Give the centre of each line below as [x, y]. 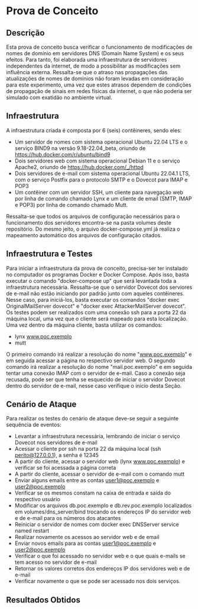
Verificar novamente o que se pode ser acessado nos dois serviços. [98, 581]
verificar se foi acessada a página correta [65, 468]
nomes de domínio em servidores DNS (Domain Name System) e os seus [95, 53]
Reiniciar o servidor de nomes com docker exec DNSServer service [97, 524]
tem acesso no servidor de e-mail [56, 562]
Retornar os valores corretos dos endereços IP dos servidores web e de [102, 569]
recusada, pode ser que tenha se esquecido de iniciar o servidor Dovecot [95, 379]
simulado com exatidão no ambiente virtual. [59, 97]
